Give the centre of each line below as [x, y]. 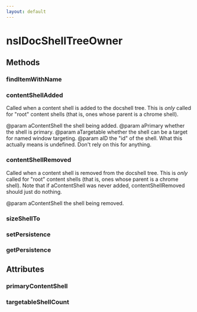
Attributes [25, 269]
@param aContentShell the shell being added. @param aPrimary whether [96, 126]
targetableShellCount [38, 302]
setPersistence [28, 234]
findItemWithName [34, 79]
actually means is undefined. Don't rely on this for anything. [79, 145]
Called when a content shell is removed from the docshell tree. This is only [97, 173]
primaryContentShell [37, 286]
